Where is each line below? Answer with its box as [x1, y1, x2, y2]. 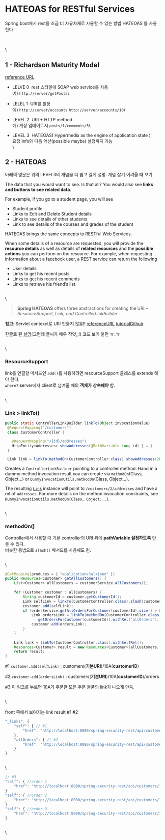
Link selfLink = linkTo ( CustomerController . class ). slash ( [23, 599, 144, 604]
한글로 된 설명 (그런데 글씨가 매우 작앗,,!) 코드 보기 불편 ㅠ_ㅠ [5, 331, 120, 337]
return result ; [14, 649, 45, 654]
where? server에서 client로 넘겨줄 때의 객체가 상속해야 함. [5, 382, 115, 388]
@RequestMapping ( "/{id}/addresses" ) [11, 438, 87, 444]
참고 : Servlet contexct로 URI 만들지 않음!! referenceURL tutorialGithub [5, 321, 143, 326]
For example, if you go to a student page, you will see [5, 196, 113, 202]
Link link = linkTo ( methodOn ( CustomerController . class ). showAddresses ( [7, 457, 157, 462]
